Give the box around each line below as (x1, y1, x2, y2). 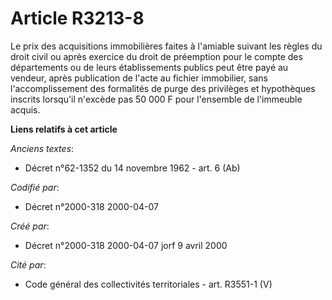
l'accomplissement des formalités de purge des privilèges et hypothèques (10, 82, 316, 94)
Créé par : (10, 220, 50, 232)
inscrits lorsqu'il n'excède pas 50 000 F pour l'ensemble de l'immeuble (10, 93, 303, 105)
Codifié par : (10, 181, 60, 193)
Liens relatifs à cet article (10, 123, 118, 135)
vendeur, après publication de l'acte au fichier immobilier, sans (10, 72, 268, 84)
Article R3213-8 (10, 7, 145, 30)
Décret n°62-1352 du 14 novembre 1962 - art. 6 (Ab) (24, 162, 241, 174)
